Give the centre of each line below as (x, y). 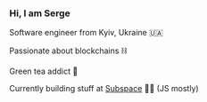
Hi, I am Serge (40, 13)
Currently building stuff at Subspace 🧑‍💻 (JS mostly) (104, 89)
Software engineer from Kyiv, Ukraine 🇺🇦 (86, 33)
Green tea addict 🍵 (44, 71)
